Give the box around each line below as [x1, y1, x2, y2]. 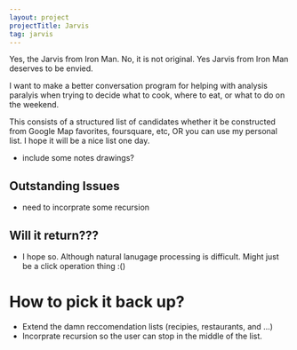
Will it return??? [9, 227, 100, 243]
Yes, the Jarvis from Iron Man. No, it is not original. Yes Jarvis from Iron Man [9, 54, 289, 65]
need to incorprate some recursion [21, 202, 149, 213]
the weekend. [9, 99, 60, 110]
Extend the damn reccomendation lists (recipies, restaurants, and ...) [21, 321, 274, 331]
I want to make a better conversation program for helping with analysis [9, 81, 269, 91]
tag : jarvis [9, 29, 53, 38]
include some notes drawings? [21, 153, 135, 163]
